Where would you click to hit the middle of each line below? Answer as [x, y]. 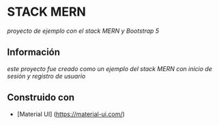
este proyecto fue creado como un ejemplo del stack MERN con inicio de [110, 68]
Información [33, 52]
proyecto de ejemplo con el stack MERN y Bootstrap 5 [83, 31]
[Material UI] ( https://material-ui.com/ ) [71, 114]
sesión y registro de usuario [46, 76]
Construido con [41, 97]
